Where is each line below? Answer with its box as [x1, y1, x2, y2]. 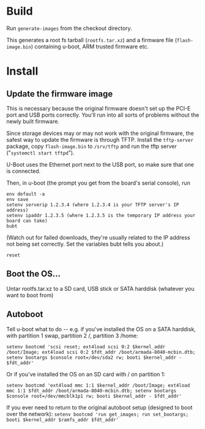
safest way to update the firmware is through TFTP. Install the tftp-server [6, 136, 194, 143]
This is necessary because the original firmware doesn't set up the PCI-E [6, 105, 191, 112]
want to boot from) [6, 291, 54, 299]
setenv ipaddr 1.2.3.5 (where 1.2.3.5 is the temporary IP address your [6, 212, 196, 218]
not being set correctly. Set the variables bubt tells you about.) [6, 240, 164, 248]
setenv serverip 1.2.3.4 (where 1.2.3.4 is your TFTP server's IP [6, 202, 179, 208]
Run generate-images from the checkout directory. [6, 24, 133, 32]
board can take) [6, 218, 48, 224]
